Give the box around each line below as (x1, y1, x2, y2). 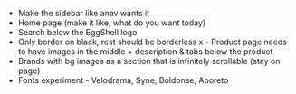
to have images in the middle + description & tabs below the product (17, 46, 273, 57)
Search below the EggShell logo (17, 27, 138, 37)
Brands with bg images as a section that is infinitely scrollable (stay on (17, 56, 281, 66)
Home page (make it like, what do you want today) (17, 17, 206, 28)
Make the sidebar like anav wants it (17, 8, 150, 18)
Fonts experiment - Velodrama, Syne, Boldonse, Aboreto (17, 75, 229, 85)
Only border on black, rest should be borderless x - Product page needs (17, 36, 288, 47)
